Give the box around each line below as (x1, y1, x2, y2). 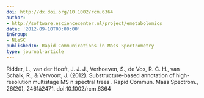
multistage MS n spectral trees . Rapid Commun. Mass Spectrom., (32, 78, 199, 85)
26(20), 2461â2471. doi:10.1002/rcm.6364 (6, 85, 111, 92)
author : (6, 15, 26, 21)
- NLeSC (6, 37, 26, 43)
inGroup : (6, 32, 29, 38)
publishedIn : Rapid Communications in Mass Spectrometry (6, 43, 155, 49)
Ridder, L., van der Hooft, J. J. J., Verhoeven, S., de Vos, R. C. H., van (6, 65, 180, 72)
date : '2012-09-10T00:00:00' (6, 26, 81, 32)
